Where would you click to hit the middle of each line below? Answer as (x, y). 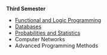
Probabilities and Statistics (48, 33)
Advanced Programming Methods (56, 45)
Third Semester (26, 9)
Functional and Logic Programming (58, 20)
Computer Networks (40, 39)
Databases (28, 27)
